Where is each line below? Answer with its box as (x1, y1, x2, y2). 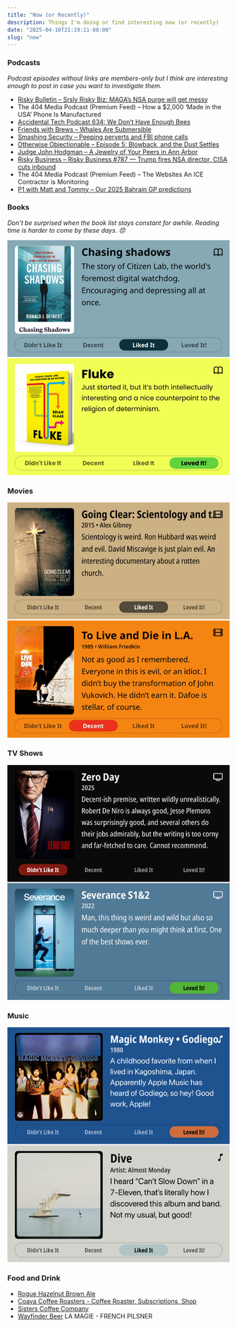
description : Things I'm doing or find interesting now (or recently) (7, 18, 219, 26)
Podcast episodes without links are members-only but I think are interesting (7, 74, 228, 82)
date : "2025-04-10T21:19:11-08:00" (7, 26, 112, 33)
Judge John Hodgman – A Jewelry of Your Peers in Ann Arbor (17, 147, 198, 156)
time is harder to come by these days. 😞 (7, 226, 126, 234)
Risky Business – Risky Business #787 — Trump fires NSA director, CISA (17, 155, 228, 164)
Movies (7, 486, 34, 496)
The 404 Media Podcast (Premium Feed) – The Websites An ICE (17, 170, 204, 178)
